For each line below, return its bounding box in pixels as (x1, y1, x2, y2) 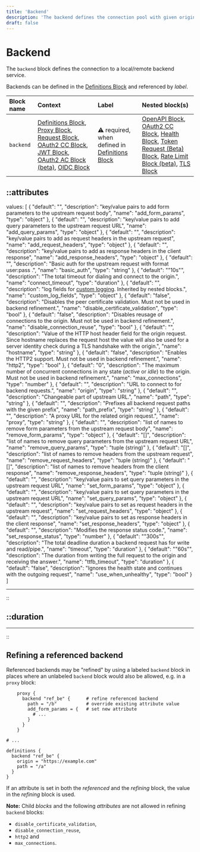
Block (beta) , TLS (142, 159, 190, 168)
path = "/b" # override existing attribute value (27, 700, 180, 707)
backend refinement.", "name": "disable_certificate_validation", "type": (6, 305, 179, 312)
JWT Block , (37, 149, 70, 157)
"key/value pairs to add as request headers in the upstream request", (6, 235, 176, 242)
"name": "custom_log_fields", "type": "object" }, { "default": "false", (6, 292, 171, 299)
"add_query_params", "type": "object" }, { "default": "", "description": (6, 229, 176, 236)
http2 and (14, 833, 40, 840)
